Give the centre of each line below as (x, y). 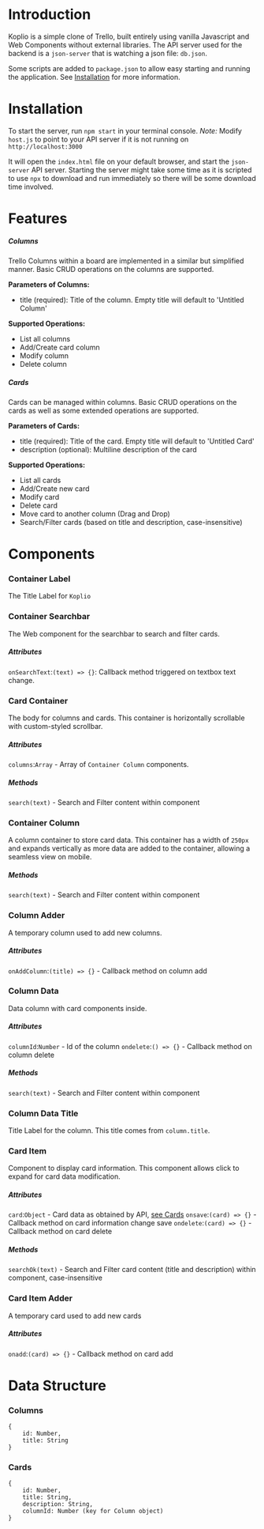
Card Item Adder (41, 1298)
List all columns (45, 339)
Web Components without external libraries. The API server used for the (125, 44)
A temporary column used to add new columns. (86, 933)
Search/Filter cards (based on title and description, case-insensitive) (131, 522)
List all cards (40, 480)
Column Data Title (43, 1113)
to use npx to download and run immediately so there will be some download (132, 178)
